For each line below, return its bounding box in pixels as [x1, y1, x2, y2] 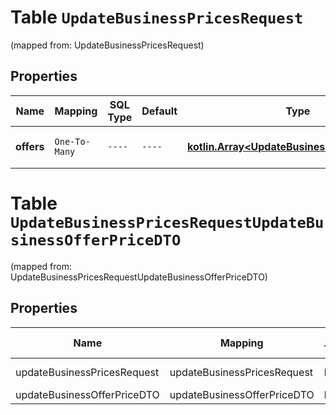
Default [141, 104, 178, 118]
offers [15, 139, 45, 153]
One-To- [54, 136, 91, 147]
